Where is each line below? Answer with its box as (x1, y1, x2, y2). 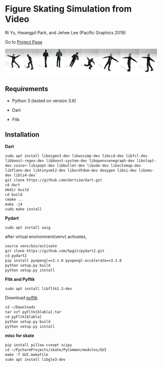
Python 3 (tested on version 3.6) (12, 98, 76, 104)
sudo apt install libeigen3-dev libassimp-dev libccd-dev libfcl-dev (5, 153, 148, 158)
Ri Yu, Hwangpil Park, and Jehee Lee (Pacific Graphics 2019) (5, 30, 126, 35)
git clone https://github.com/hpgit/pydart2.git (5, 248, 105, 253)
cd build (5, 192, 23, 197)
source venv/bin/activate (5, 244, 57, 248)
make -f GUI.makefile (5, 352, 49, 357)
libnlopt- (136, 158, 157, 163)
